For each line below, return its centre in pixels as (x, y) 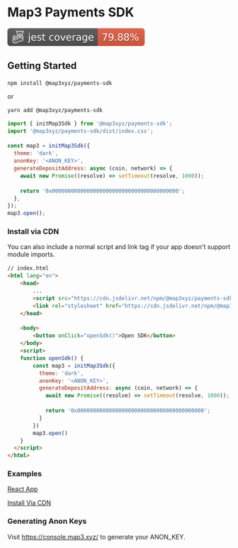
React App (23, 489)
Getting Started (42, 66)
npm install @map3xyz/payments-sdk (60, 83)
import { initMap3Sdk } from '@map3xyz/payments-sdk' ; (90, 124)
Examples (25, 474)
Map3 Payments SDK (71, 12)
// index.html (28, 268)
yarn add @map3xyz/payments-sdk (55, 110)
